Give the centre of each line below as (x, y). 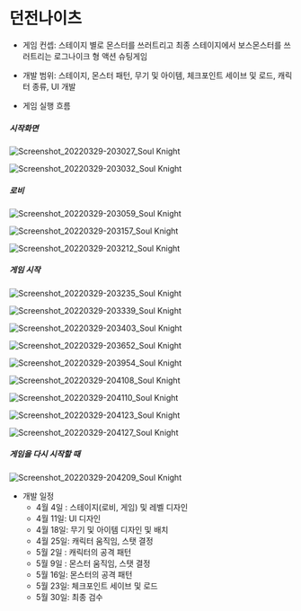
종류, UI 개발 (54, 86)
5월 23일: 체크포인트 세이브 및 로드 (97, 586)
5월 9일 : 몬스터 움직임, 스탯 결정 (93, 563)
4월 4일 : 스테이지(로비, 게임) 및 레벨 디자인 (112, 507)
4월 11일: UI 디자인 (68, 518)
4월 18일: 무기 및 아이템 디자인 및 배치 (102, 529)
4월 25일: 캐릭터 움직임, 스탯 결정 (94, 541)
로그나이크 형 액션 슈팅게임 (101, 56)
